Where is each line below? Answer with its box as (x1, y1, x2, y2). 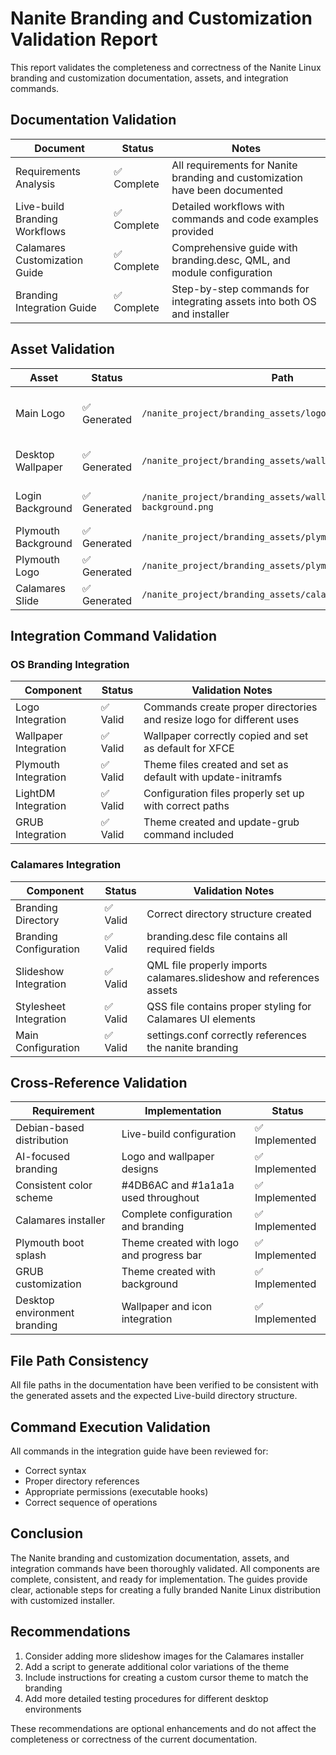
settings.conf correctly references (146, 1028, 307, 1042)
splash (15, 1248, 47, 1262)
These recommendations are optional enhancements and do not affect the (10, 1722, 317, 1734)
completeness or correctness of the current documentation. (10, 1733, 258, 1745)
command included (143, 828, 235, 842)
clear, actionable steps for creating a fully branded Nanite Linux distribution (10, 1583, 321, 1596)
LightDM (15, 787, 56, 801)
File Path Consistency (10, 1352, 149, 1369)
